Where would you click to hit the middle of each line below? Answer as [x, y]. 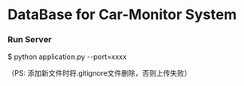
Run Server [30, 40]
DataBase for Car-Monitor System [122, 15]
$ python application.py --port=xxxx [67, 57]
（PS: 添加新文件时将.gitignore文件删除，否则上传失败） [100, 73]
